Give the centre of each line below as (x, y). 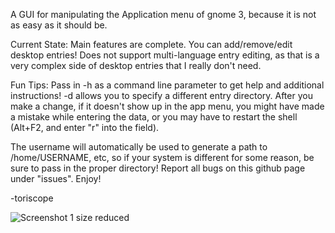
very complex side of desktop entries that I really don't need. (136, 65)
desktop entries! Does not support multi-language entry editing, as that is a (165, 55)
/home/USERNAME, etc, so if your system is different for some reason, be (162, 157)
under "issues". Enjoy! (56, 178)
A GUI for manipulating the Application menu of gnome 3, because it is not (163, 14)
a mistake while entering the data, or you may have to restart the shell (154, 117)
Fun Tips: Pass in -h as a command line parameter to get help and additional (167, 85)
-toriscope (32, 198)
